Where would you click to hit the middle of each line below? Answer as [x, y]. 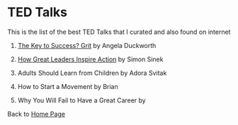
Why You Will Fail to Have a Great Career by [82, 100]
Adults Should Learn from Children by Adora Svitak [92, 73]
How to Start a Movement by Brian [68, 86]
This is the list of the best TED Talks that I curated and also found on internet [119, 32]
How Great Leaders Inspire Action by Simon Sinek [90, 59]
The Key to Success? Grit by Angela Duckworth [87, 45]
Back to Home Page [36, 114]
